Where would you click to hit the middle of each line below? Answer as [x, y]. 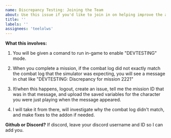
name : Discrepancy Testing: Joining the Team [54, 10]
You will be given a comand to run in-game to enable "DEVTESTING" [85, 53]
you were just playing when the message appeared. [67, 100]
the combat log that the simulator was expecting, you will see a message [89, 74]
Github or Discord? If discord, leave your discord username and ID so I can [84, 125]
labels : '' [17, 24]
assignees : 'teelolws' [29, 29]
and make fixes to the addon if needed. [54, 115]
